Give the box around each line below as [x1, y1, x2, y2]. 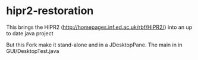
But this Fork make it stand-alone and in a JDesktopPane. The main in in [6, 41, 183, 48]
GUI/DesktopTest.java [6, 47, 59, 54]
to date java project [6, 29, 54, 36]
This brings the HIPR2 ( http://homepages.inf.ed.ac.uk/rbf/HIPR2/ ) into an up [6, 24, 192, 31]
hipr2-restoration [6, 4, 94, 18]
